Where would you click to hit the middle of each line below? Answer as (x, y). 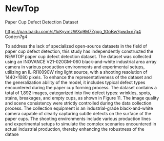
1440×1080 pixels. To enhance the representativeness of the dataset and (79, 77)
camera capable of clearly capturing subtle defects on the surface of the (78, 113)
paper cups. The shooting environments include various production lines (78, 119)
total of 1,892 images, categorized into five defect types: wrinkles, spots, (78, 93)
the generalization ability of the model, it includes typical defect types (75, 82)
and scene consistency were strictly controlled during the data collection (78, 103)
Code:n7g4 (16, 37)
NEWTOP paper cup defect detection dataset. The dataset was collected (78, 56)
